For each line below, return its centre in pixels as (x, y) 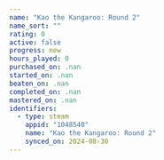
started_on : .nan (41, 76)
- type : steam (43, 116)
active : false (35, 42)
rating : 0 (27, 34)
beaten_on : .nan (39, 84)
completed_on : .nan (45, 92)
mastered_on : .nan (43, 100)
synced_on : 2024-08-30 (67, 141)
